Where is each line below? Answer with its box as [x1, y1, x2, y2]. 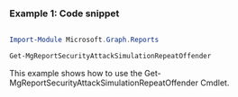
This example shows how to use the [9, 68, 142, 79]
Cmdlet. [199, 77, 230, 88]
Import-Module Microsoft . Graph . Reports [9, 35, 160, 45]
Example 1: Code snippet [9, 7, 120, 20]
